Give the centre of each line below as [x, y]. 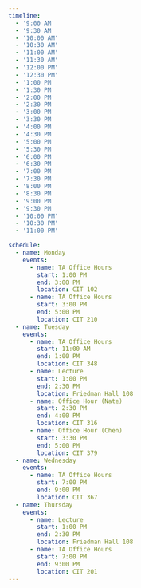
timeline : [25, 16]
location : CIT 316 [67, 424]
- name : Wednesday [46, 460]
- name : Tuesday [42, 327]
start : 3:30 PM [62, 438]
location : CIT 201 [67, 571]
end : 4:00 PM [59, 416]
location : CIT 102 [67, 290]
